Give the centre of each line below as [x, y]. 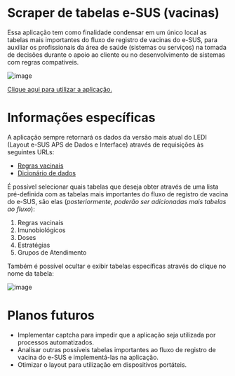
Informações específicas [81, 118]
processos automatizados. [56, 342]
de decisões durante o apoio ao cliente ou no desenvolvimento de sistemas [116, 55]
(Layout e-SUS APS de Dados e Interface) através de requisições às [106, 145]
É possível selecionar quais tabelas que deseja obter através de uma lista [113, 187]
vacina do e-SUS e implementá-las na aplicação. [88, 357]
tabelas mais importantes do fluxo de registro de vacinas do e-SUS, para [112, 39]
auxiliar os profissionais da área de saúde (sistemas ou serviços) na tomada [117, 47]
